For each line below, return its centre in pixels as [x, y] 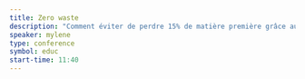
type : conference [42, 43]
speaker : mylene [40, 35]
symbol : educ [34, 52]
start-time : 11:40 [44, 60]
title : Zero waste [44, 18]
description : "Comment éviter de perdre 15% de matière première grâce [148, 26]
